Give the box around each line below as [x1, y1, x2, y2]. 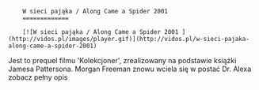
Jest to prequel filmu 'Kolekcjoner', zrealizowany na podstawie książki [8, 56, 237, 65]
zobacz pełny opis [8, 73, 68, 82]
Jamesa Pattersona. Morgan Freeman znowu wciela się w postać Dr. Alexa [8, 64, 252, 73]
